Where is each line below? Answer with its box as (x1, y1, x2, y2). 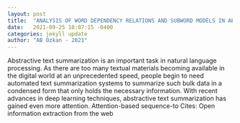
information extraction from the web (7, 109, 114, 118)
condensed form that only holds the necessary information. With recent (7, 87, 218, 95)
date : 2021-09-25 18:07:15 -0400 (7, 23, 114, 31)
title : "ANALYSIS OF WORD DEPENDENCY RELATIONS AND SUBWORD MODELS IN (7, 17, 225, 24)
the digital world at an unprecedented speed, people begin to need (7, 72, 204, 80)
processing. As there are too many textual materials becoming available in (7, 64, 225, 73)
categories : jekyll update (7, 30, 88, 38)
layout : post (7, 10, 46, 18)
